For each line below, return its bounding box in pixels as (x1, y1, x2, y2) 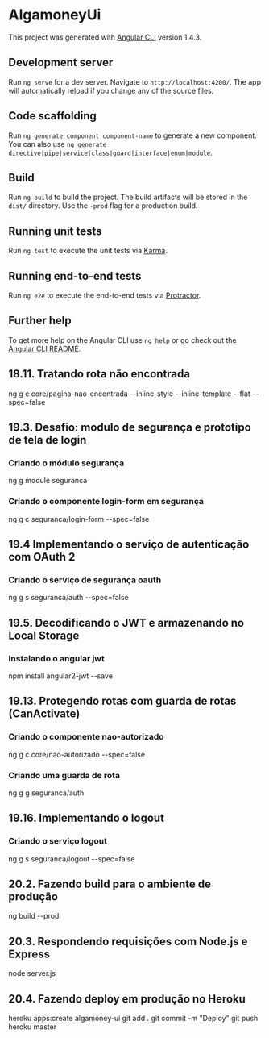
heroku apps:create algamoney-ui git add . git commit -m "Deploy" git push (8, 1014, 259, 1023)
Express (8, 947, 51, 961)
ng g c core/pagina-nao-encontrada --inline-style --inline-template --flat (8, 389, 251, 398)
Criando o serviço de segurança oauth (8, 574, 162, 586)
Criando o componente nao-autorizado (8, 732, 164, 743)
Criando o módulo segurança (8, 457, 125, 469)
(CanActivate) (8, 707, 81, 721)
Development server (8, 56, 114, 69)
